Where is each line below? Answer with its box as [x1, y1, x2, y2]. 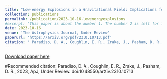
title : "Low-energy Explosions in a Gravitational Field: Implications [5, 7, 157, 12]
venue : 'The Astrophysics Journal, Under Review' [5, 30, 110, 35]
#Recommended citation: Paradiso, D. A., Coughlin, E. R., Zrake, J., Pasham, [5, 63, 161, 69]
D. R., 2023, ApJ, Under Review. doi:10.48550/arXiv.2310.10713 [5, 68, 134, 74]
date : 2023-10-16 [5, 26, 41, 31]
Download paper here [5, 53, 50, 59]
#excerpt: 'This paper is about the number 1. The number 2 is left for [5, 21, 159, 26]
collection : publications [5, 12, 59, 17]
